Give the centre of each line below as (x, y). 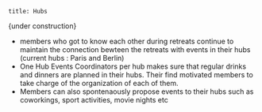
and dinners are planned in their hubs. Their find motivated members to (137, 75)
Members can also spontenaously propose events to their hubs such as (137, 91)
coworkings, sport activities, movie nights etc (94, 100)
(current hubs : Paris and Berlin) (72, 58)
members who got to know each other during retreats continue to (127, 41)
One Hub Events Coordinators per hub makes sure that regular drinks (133, 66)
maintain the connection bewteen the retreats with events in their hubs (135, 50)
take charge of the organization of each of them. (99, 83)
